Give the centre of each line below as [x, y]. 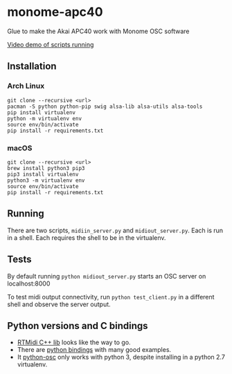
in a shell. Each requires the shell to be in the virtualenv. [87, 237]
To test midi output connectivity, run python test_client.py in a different [111, 297]
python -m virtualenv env [44, 118]
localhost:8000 [29, 283]
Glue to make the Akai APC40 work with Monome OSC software [98, 31]
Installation [32, 66]
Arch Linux [26, 86]
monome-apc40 [55, 12]
